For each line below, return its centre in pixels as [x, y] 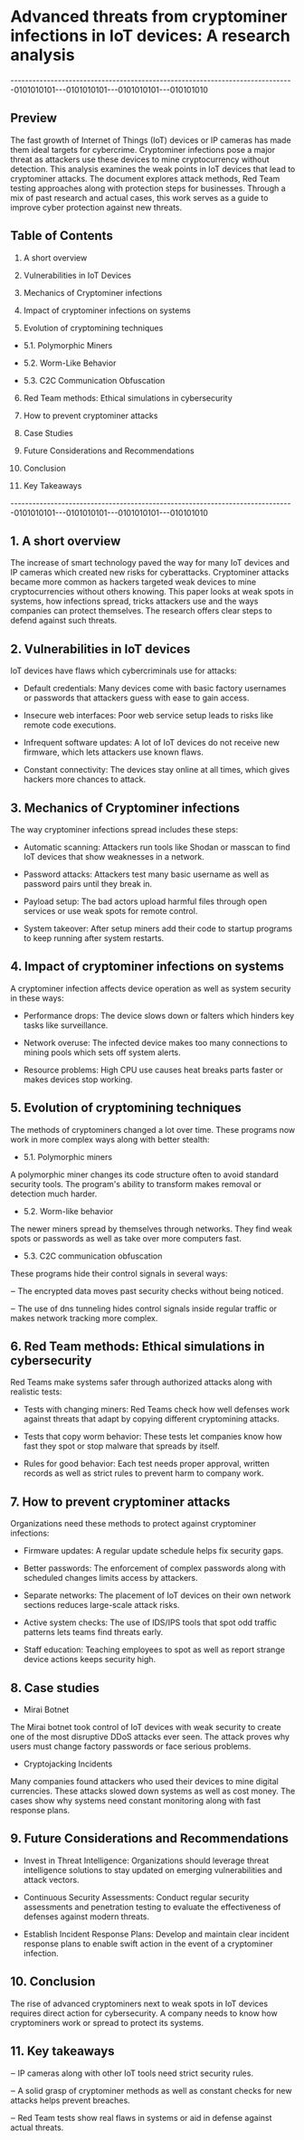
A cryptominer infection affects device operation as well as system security [151, 988]
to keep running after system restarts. [94, 938]
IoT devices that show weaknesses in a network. [114, 856]
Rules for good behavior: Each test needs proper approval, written [147, 1464]
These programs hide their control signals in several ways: [119, 1273]
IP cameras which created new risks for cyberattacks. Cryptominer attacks [150, 573]
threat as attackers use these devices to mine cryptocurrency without [140, 159]
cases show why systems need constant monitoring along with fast [136, 1801]
